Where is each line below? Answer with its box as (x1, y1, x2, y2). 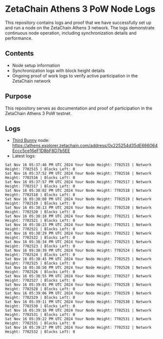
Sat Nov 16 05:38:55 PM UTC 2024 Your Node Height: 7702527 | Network (5, 274, 152, 279)
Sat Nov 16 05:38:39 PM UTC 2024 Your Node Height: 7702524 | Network (5, 248, 152, 253)
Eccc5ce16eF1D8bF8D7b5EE (12, 148, 70, 154)
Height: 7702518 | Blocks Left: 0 (5, 192, 76, 198)
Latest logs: (12, 153, 36, 159)
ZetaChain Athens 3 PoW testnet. (5, 110, 72, 116)
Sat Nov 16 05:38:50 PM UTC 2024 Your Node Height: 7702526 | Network (5, 265, 152, 270)
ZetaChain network (12, 78, 51, 84)
